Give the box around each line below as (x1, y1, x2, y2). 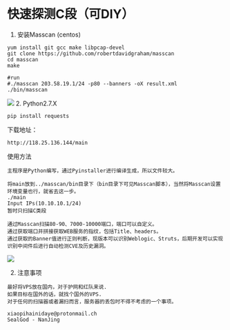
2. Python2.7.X (15, 99, 57, 107)
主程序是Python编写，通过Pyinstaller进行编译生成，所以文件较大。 (7, 167, 178, 174)
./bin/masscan (7, 86, 48, 93)
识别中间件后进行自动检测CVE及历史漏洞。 (7, 243, 109, 249)
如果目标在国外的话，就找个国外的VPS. (7, 291, 102, 298)
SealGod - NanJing (7, 316, 60, 323)
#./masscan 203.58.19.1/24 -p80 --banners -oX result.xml (7, 80, 178, 87)
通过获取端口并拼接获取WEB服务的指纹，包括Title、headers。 (7, 228, 162, 235)
